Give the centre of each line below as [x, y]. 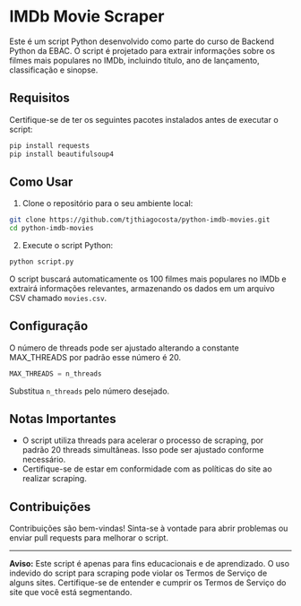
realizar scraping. [54, 479]
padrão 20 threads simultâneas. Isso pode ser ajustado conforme [143, 450]
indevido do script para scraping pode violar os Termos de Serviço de [138, 573]
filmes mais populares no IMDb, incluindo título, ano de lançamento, [134, 60]
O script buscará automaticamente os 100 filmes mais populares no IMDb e [148, 279]
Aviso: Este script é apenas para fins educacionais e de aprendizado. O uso [149, 564]
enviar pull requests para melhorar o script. [89, 538]
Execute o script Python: [68, 246]
